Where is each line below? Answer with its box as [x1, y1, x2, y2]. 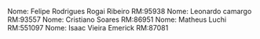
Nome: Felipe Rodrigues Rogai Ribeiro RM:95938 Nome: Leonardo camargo [7, 7, 252, 16]
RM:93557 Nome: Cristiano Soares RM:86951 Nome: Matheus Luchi [7, 15, 227, 24]
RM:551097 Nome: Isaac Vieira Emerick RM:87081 [7, 23, 169, 32]
